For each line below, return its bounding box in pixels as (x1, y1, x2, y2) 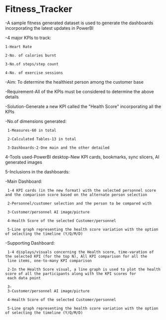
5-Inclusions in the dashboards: (5, 168, 70, 174)
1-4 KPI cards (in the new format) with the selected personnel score (7, 188, 156, 193)
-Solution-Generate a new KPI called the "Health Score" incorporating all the (5, 103, 162, 109)
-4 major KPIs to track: (5, 35, 52, 41)
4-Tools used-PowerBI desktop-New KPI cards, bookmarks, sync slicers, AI (5, 154, 160, 160)
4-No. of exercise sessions (5, 70, 63, 75)
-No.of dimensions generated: (5, 118, 67, 124)
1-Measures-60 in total (7, 128, 56, 133)
